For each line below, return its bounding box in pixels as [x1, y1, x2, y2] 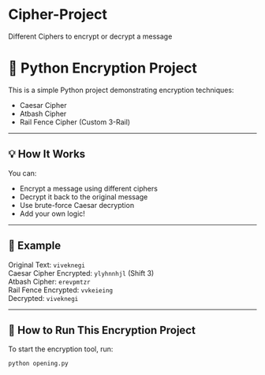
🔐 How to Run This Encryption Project [8, 323, 196, 336]
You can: [8, 168, 37, 178]
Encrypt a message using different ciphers [19, 184, 158, 193]
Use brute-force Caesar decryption [19, 200, 135, 210]
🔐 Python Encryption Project [8, 59, 197, 77]
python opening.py [8, 360, 69, 368]
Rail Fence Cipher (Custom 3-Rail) [19, 117, 131, 127]
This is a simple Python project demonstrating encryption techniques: [8, 85, 234, 95]
